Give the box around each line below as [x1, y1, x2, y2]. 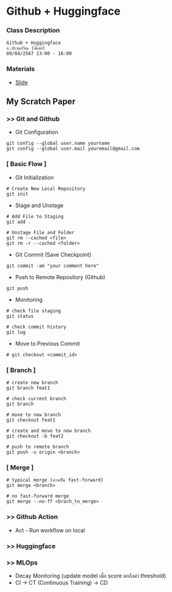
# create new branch [6, 380, 59, 386]
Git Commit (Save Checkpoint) [15, 250, 92, 258]
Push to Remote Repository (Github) [15, 273, 106, 280]
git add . [6, 219, 32, 225]
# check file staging [6, 307, 61, 314]
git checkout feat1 [6, 417, 56, 423]
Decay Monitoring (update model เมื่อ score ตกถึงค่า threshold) [15, 572, 167, 579]
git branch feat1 [6, 385, 50, 392]
